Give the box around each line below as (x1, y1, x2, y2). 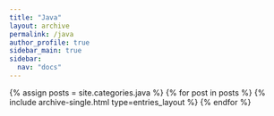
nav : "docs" (17, 63, 63, 72)
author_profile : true (9, 37, 90, 47)
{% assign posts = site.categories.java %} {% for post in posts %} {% (9, 87, 266, 98)
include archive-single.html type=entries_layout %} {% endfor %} (9, 96, 252, 107)
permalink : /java (9, 29, 74, 38)
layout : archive (9, 21, 70, 30)
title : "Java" (9, 12, 63, 22)
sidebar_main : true (9, 46, 82, 55)
